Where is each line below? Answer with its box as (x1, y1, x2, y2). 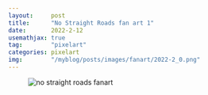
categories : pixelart (8, 48, 80, 56)
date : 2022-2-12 (8, 26, 83, 34)
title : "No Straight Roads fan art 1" (8, 19, 155, 27)
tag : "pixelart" (8, 41, 87, 49)
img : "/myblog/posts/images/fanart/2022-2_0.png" (8, 56, 201, 64)
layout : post (8, 11, 66, 20)
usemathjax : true (8, 33, 66, 42)
